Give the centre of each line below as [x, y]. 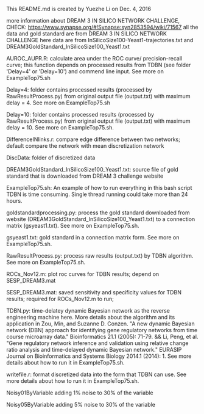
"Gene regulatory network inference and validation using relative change [97, 343]
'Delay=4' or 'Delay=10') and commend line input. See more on [85, 71]
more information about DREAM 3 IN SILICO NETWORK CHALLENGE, [93, 20]
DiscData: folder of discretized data [51, 158]
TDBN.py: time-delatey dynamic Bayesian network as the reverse [88, 310]
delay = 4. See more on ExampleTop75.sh [58, 103]
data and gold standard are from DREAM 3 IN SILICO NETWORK [87, 34]
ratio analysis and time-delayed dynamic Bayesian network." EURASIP [94, 350]
